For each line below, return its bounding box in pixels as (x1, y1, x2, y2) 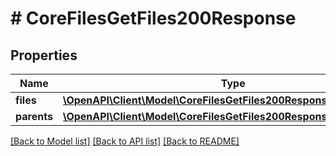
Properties (10, 47, 78, 64)
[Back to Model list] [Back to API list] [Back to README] (10, 135, 240, 147)
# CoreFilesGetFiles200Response (10, 7, 297, 30)
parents (15, 110, 53, 123)
